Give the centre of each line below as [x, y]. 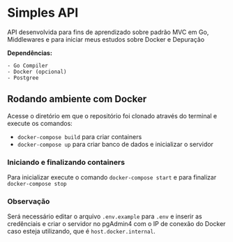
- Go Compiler [28, 65]
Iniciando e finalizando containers [66, 162]
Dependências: [30, 53]
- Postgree [23, 78]
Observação [29, 201]
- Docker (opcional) [37, 72]
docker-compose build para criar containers [80, 136]
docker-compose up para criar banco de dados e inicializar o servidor [115, 144]
